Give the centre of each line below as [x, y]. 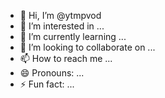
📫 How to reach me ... [66, 58]
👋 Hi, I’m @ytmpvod [60, 15]
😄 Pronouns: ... [52, 73]
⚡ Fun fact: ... [47, 84]
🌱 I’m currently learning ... [73, 36]
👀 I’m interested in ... [62, 26]
